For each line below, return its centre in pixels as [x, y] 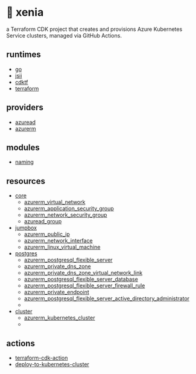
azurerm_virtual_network [55, 202]
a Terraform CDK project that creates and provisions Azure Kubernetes [94, 29]
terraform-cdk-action [41, 358]
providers [25, 107]
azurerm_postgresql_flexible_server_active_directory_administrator [107, 298]
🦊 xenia [25, 12]
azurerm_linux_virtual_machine [62, 247]
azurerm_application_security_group [69, 209]
